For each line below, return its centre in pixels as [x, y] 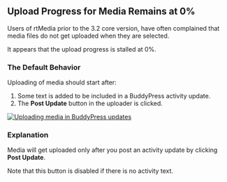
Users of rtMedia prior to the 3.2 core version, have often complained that [113, 28]
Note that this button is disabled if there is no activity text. [90, 171]
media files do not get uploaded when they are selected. [88, 36]
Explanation [28, 135]
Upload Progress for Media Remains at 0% [101, 12]
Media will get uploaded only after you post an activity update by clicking [112, 150]
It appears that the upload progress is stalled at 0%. [82, 49]
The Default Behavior [44, 67]
